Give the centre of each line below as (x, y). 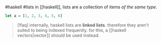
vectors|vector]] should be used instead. (58, 35)
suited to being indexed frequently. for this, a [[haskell (72, 30)
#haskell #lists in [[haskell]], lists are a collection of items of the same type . (81, 7)
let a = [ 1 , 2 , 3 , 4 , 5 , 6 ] (34, 16)
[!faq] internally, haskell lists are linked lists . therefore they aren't (83, 25)
